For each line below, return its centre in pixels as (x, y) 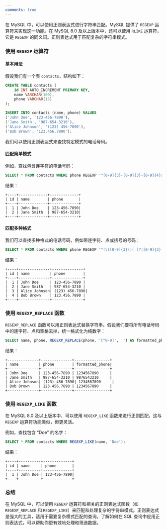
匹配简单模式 (18, 154)
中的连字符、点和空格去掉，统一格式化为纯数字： (55, 331)
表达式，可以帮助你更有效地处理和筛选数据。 (55, 523)
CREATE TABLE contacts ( (31, 85)
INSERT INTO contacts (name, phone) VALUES (51, 113)
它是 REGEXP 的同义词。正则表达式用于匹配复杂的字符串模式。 (68, 37)
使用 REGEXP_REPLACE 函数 (35, 313)
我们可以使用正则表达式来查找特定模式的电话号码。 (57, 141)
